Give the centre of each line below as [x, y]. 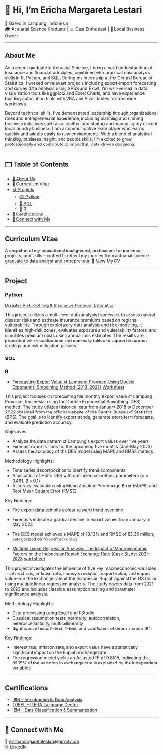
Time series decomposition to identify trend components [69, 470]
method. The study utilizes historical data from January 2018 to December [79, 407]
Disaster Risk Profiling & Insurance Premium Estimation [60, 305]
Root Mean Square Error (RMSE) [44, 491]
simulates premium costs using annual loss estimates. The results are [74, 336]
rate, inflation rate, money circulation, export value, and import [88, 574]
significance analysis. [27, 594]
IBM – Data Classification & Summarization [55, 710]
